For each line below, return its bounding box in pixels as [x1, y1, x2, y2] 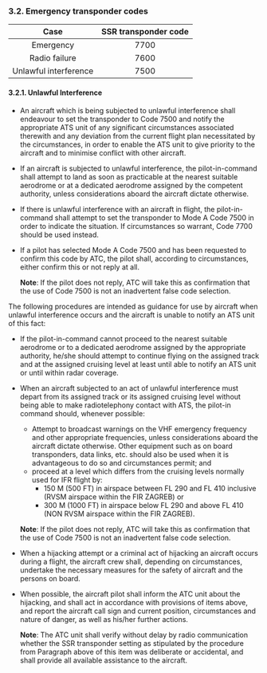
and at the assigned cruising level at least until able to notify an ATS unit [19, 359, 257, 368]
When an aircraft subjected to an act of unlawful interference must [19, 383, 239, 392]
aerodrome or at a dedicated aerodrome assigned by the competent [19, 180, 243, 190]
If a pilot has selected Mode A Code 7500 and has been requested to [19, 245, 247, 254]
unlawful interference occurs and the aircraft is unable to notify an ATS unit [8, 309, 255, 320]
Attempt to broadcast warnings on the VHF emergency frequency [31, 424, 247, 434]
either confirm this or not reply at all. [19, 262, 139, 272]
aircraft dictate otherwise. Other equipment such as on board [31, 441, 233, 451]
